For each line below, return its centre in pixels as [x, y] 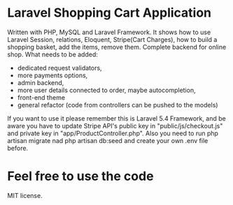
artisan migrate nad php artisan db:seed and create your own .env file [108, 140]
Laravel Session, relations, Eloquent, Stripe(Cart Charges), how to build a [112, 39]
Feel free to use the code [80, 176]
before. [18, 148]
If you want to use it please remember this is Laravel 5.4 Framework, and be [116, 118]
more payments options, [52, 75]
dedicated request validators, [60, 68]
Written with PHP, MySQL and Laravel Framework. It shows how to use [109, 32]
